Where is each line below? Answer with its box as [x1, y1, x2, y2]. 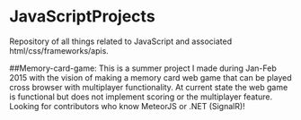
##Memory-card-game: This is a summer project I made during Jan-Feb [9, 63, 277, 73]
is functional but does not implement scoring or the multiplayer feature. [9, 91, 272, 102]
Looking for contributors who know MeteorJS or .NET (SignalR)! [9, 100, 245, 111]
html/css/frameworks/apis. [9, 45, 110, 56]
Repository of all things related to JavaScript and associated [9, 36, 232, 47]
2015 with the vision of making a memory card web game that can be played [9, 72, 292, 82]
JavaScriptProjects [9, 6, 155, 27]
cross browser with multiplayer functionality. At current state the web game [9, 81, 288, 92]
